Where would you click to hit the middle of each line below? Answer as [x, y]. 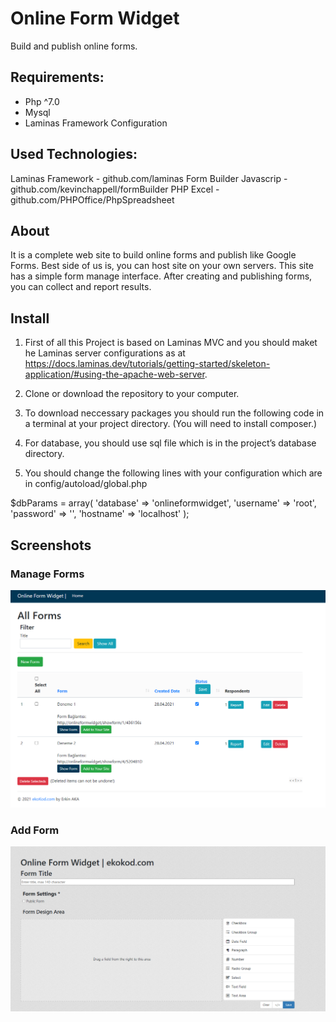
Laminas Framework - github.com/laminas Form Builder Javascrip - [149, 178]
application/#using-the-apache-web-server [114, 374]
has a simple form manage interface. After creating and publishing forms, [161, 276]
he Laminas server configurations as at [105, 353]
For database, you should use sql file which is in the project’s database [170, 443]
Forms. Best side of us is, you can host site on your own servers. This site [162, 266]
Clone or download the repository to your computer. [132, 394]
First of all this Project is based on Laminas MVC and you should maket [171, 343]
